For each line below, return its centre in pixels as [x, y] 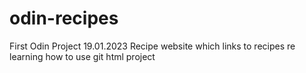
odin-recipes [64, 18]
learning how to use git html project [82, 56]
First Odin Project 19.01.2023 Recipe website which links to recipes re [152, 46]
